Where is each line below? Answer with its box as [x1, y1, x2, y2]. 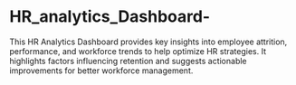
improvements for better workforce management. [9, 65, 194, 76]
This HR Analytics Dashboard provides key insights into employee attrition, [9, 36, 288, 47]
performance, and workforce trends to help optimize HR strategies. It [9, 45, 267, 56]
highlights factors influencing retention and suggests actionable [9, 55, 247, 66]
